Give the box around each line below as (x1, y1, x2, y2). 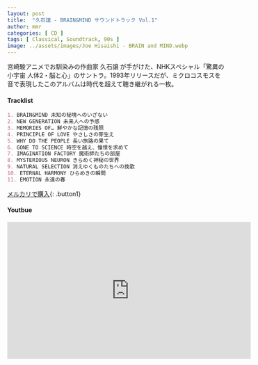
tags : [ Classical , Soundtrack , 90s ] (7, 36, 120, 43)
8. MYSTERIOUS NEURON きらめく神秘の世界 (7, 157, 120, 164)
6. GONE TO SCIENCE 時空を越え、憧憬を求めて (7, 144, 129, 151)
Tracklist (7, 96, 33, 104)
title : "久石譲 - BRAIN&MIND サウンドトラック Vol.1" (7, 17, 158, 24)
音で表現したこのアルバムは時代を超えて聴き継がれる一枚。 (7, 80, 178, 88)
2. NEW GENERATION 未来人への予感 (7, 118, 100, 125)
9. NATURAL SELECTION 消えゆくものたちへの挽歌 (7, 163, 136, 170)
